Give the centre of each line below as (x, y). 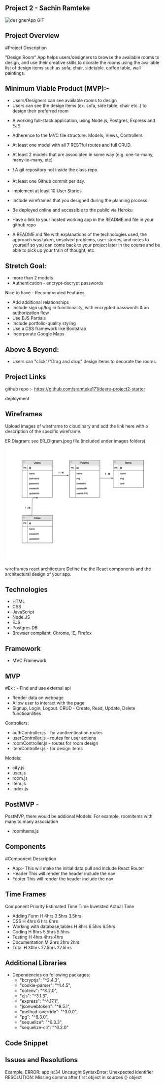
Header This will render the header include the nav (64, 873)
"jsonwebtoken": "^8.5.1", (45, 1006)
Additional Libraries (36, 963)
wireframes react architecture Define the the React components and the (78, 569)
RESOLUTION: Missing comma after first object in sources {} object (73, 1077)
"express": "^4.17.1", (39, 1001)
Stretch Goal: (26, 266)
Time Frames (26, 895)
